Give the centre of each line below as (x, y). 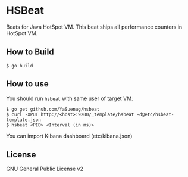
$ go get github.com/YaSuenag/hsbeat (53, 109)
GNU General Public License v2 (45, 169)
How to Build (30, 52)
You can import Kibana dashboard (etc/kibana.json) (69, 136)
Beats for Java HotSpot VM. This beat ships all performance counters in (94, 27)
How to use (27, 84)
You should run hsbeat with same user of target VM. (70, 98)
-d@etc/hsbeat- (155, 114)
